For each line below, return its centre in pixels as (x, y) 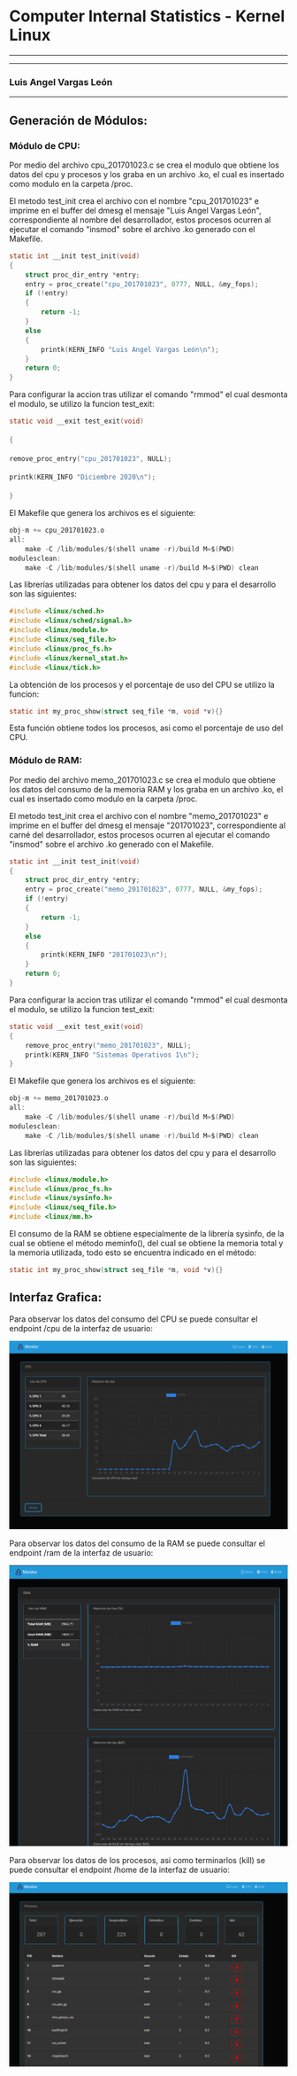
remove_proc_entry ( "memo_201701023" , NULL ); (108, 1045)
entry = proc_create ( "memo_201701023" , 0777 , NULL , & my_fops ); (144, 890)
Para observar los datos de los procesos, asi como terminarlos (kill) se (137, 1860)
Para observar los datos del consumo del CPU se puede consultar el (133, 1319)
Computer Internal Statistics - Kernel (147, 16)
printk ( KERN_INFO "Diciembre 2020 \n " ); (83, 477)
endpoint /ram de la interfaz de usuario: (81, 1553)
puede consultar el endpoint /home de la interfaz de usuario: (119, 1869)
